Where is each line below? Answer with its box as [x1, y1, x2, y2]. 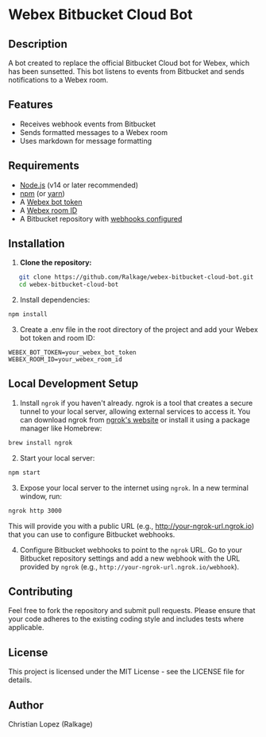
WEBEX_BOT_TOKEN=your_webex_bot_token [8, 349, 137, 357]
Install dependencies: [19, 295, 91, 305]
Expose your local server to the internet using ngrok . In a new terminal [19, 483, 249, 492]
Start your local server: [19, 453, 95, 462]
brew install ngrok [8, 438, 73, 446]
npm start [8, 469, 41, 477]
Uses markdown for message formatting [19, 136, 152, 145]
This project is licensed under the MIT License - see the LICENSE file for [8, 667, 245, 677]
